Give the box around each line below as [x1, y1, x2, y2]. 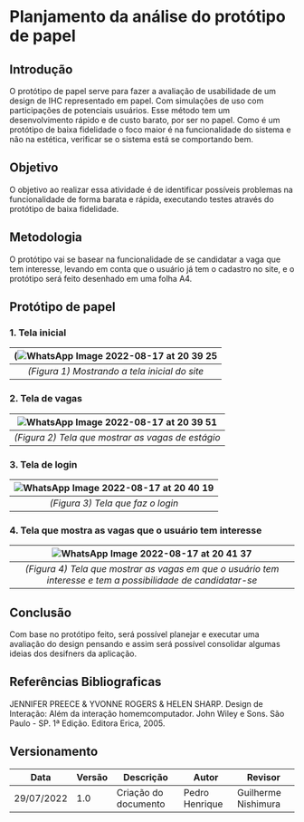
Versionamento [9, 744, 99, 759]
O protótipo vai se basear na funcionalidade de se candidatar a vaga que [9, 254, 281, 265]
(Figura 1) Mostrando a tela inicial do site [27, 365, 204, 378]
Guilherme [236, 786, 282, 798]
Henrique [183, 798, 223, 810]
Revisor [246, 770, 280, 783]
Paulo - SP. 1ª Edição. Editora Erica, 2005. [9, 718, 166, 729]
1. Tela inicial [9, 326, 67, 339]
